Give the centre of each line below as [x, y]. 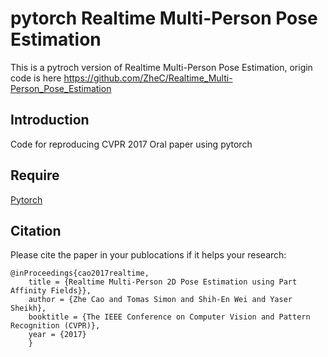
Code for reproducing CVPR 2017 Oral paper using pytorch [131, 144]
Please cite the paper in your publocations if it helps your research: [148, 255]
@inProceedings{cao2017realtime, [80, 273]
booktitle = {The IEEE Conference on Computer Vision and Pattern [169, 317]
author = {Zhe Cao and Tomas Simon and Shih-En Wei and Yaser [160, 300]
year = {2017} [57, 335]
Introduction [50, 120]
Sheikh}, [28, 308]
